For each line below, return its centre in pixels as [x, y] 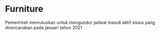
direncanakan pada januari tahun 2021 [44, 27]
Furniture [24, 9]
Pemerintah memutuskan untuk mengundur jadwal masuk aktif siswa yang [80, 22]
